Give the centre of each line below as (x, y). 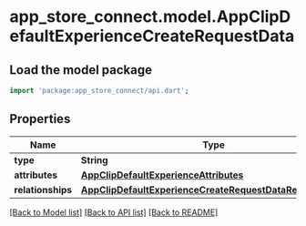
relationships (43, 190)
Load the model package (81, 70)
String (94, 159)
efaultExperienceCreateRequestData (152, 36)
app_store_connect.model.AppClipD (150, 17)
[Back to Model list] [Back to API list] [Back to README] (114, 212)
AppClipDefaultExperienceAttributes (162, 175)
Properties (40, 119)
